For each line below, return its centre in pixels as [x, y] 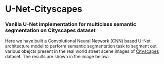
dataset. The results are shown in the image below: [57, 57]
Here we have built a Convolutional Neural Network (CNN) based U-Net [78, 41]
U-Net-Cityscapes [44, 9]
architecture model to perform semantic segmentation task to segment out [81, 46]
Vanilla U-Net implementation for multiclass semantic [71, 24]
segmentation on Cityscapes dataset [50, 30]
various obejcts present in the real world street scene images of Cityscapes [82, 51]
